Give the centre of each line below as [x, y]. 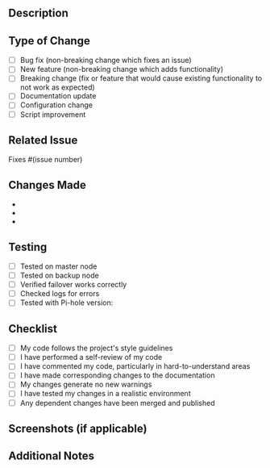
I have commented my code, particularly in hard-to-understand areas [135, 366]
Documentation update [58, 96]
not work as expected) [57, 87]
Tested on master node [58, 266]
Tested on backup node [59, 276]
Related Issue [43, 140]
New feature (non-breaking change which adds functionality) [122, 69]
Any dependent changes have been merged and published [117, 403]
